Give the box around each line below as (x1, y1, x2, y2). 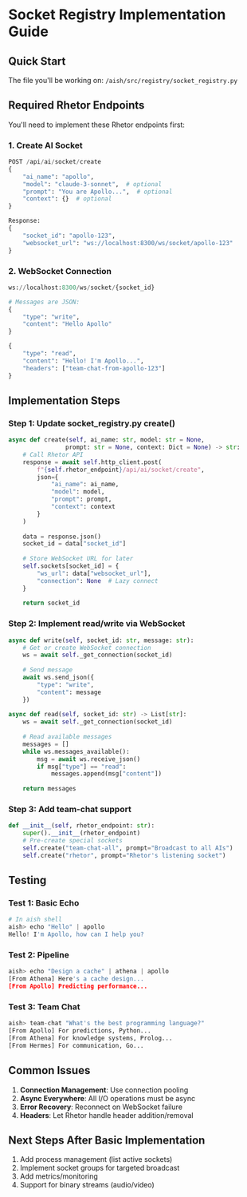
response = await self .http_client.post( (22, 458, 162, 466)
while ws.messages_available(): (22, 747, 130, 755)
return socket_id (22, 599, 80, 608)
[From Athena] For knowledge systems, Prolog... (8, 1034, 173, 1042)
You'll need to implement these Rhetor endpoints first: (8, 120, 186, 129)
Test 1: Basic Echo (8, 898, 80, 908)
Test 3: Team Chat (8, 1001, 80, 1012)
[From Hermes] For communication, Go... (8, 1041, 145, 1049)
